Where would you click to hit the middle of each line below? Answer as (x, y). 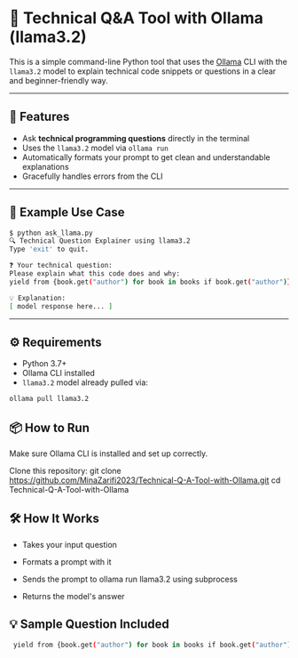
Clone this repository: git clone (65, 471)
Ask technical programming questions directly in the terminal (136, 138)
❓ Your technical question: (61, 266)
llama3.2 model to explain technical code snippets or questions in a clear (143, 71)
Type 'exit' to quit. (49, 249)
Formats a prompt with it (67, 562)
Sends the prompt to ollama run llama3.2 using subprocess (129, 579)
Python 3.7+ (44, 364)
